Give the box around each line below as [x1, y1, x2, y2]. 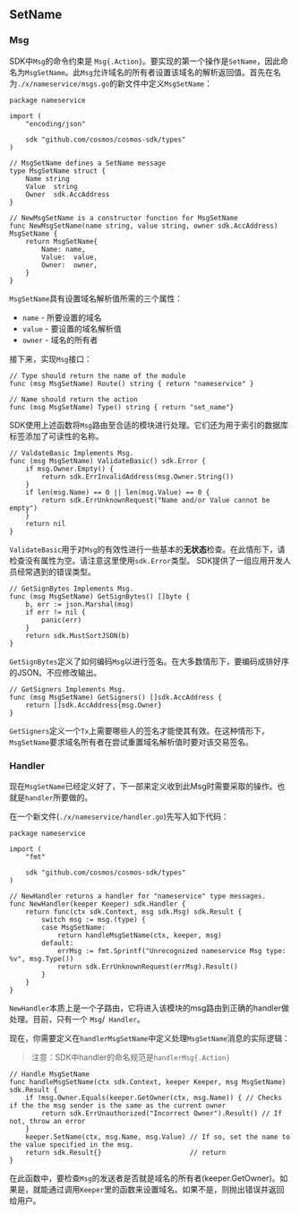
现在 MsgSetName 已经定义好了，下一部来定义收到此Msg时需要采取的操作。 [9, 780, 278, 791]
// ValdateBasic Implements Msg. [9, 448, 134, 458]
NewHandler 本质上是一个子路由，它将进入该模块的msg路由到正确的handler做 [9, 1003, 289, 1013]
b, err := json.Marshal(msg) [25, 599, 134, 608]
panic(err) [41, 616, 82, 624]
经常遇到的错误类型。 [16, 566, 96, 577]
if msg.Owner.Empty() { [25, 464, 115, 473]
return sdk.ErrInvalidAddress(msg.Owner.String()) [41, 472, 235, 481]
